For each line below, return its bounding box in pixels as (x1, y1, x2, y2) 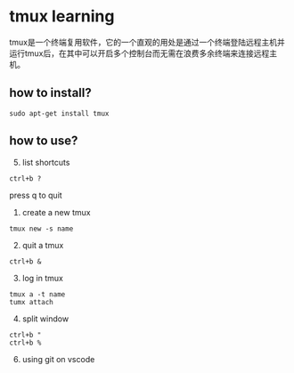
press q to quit (9, 190, 62, 200)
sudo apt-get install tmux (9, 109, 110, 118)
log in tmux (21, 272, 64, 283)
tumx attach (9, 297, 53, 306)
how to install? (9, 85, 92, 101)
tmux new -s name (9, 224, 74, 233)
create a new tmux (21, 207, 91, 217)
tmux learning (9, 6, 115, 27)
